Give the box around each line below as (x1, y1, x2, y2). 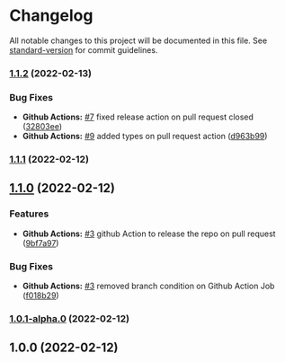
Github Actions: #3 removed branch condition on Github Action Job (22, 280, 275, 292)
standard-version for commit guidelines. (9, 44, 158, 55)
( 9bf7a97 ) (22, 237, 59, 248)
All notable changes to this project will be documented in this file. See (9, 35, 268, 46)
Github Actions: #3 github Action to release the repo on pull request (22, 228, 276, 239)
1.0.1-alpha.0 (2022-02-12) (9, 312, 130, 324)
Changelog (9, 5, 94, 26)
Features (9, 207, 49, 220)
